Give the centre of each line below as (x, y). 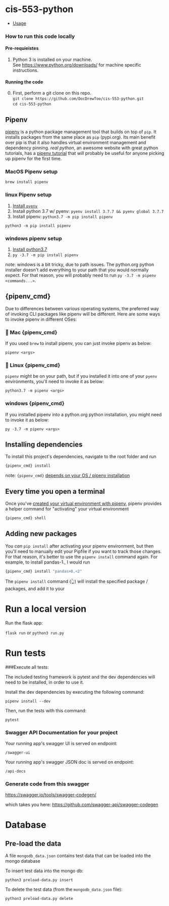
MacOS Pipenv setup (32, 172)
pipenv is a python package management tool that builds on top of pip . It (81, 132)
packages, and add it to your (35, 588)
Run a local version (46, 609)
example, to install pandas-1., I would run (48, 562)
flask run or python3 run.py (35, 633)
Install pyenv (25, 206)
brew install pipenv (27, 182)
